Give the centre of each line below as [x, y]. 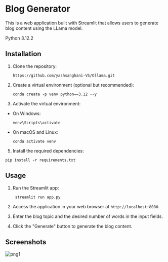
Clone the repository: [35, 66]
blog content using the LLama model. [44, 28]
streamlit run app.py [38, 197]
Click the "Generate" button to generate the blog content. [72, 226]
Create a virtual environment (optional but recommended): [73, 85]
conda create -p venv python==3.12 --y [55, 94]
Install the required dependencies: [48, 151]
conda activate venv [34, 141]
